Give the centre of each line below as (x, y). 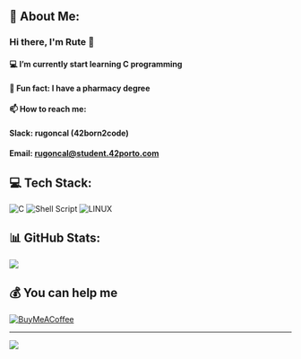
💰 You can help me (64, 293)
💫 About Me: (45, 17)
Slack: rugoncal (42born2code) (69, 133)
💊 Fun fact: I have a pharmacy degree (80, 88)
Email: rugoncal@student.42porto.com (84, 153)
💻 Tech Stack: (51, 183)
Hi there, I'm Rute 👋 (52, 42)
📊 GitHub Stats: (55, 238)
